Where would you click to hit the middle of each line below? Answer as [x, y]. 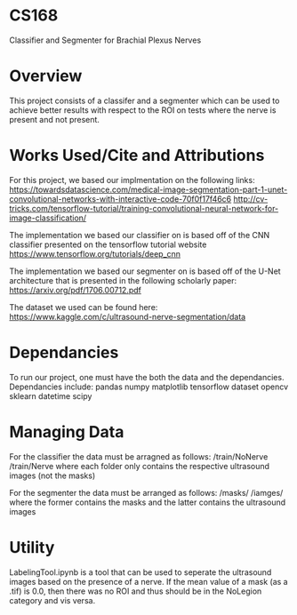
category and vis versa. [52, 600]
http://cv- [251, 199]
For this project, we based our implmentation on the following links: [132, 180]
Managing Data [67, 431]
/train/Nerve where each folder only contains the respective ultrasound [139, 466]
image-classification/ [48, 218]
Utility [32, 547]
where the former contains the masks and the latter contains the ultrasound [148, 502]
